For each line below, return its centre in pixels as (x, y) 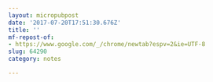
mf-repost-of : (31, 37)
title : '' (24, 30)
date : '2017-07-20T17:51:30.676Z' (65, 23)
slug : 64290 (28, 52)
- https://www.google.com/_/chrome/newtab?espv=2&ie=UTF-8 (107, 45)
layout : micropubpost (44, 15)
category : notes (35, 59)
